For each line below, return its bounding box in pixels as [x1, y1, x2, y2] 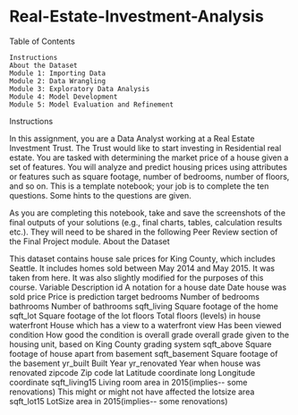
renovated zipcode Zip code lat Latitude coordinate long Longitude [9, 367, 256, 377]
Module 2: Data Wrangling [9, 76, 106, 86]
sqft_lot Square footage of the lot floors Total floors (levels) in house [9, 310, 261, 321]
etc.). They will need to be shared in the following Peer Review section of [9, 226, 278, 237]
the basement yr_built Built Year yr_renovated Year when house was [9, 358, 261, 368]
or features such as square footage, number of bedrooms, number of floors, [9, 171, 290, 182]
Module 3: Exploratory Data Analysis [9, 84, 150, 93]
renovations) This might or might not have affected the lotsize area [9, 386, 255, 397]
